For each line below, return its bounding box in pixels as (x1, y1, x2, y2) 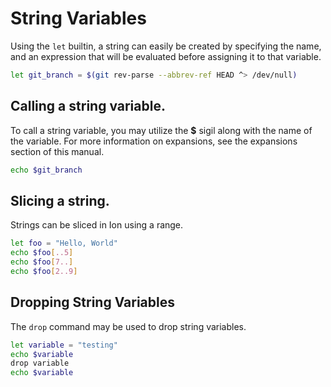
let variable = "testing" (10, 340, 118, 350)
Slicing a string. (10, 192, 110, 209)
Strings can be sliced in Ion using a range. (10, 219, 184, 231)
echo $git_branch (10, 165, 83, 175)
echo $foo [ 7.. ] (10, 257, 74, 267)
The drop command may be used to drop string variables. (10, 320, 247, 332)
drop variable (10, 358, 70, 369)
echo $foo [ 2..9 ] (10, 266, 78, 276)
